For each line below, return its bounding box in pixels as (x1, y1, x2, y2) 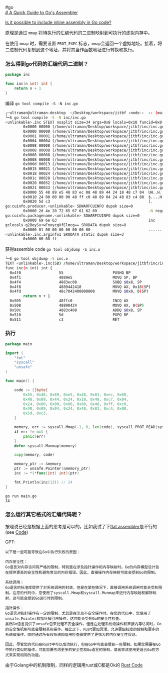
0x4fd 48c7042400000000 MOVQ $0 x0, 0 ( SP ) (9, 289, 149, 294)
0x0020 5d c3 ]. (23, 199, 153, 204)
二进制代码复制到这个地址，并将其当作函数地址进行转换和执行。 (5, 47, 136, 52)
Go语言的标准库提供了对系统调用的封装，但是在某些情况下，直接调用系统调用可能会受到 (5, 585, 158, 590)
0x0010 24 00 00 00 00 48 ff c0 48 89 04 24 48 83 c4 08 (23, 195, 144, 200)
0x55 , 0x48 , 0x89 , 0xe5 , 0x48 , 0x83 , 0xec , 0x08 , (23, 392, 128, 397)
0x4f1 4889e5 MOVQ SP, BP (9, 275, 137, 280)
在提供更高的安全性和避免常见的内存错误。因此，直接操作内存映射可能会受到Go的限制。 (5, 570, 158, 575)
